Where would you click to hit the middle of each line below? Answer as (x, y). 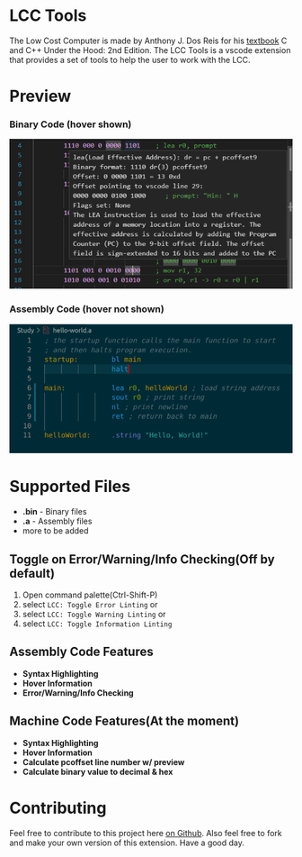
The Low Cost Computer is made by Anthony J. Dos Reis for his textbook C (148, 41)
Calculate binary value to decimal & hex (98, 771)
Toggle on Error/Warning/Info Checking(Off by (142, 559)
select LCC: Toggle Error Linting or (90, 604)
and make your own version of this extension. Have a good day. (127, 843)
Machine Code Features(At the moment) (124, 721)
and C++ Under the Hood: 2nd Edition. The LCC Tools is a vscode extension (150, 50)
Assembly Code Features (82, 652)
